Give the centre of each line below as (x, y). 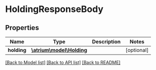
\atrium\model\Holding (59, 50)
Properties (22, 28)
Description (106, 42)
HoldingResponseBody (54, 9)
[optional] (137, 50)
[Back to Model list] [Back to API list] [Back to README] (63, 62)
